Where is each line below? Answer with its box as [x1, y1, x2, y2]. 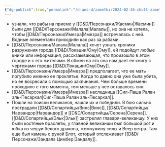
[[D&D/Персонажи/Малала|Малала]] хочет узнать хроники [11, 41, 135, 47]
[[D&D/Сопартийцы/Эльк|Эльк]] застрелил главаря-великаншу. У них [11, 115, 159, 121]
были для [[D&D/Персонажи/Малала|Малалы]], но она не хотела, [11, 26, 149, 32]
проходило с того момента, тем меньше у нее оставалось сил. [11, 83, 145, 89]
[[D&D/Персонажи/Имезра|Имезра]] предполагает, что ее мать [11, 68, 146, 74]
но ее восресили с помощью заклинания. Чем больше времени [11, 78, 147, 84]
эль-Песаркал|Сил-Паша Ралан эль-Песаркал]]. [11, 94, 115, 100]
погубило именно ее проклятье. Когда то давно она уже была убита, [11, 73, 158, 79]
